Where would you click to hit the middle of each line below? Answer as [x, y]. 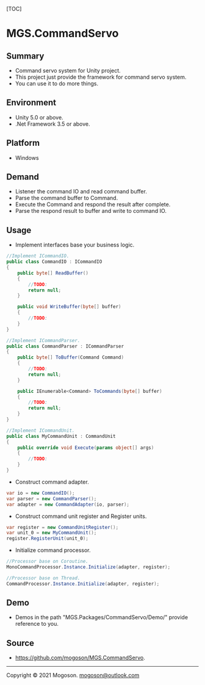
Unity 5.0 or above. [39, 117]
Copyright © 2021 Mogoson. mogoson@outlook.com [73, 675]
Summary [25, 56]
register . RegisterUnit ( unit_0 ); [47, 539]
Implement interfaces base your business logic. [75, 245]
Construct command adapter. [52, 482]
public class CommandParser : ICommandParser [65, 346]
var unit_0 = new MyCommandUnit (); [52, 533]
